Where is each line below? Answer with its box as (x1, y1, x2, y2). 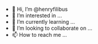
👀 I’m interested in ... (11, 12, 62, 19)
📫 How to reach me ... (11, 32, 67, 38)
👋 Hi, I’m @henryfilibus (11, 6, 68, 12)
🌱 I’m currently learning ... (11, 18, 75, 25)
